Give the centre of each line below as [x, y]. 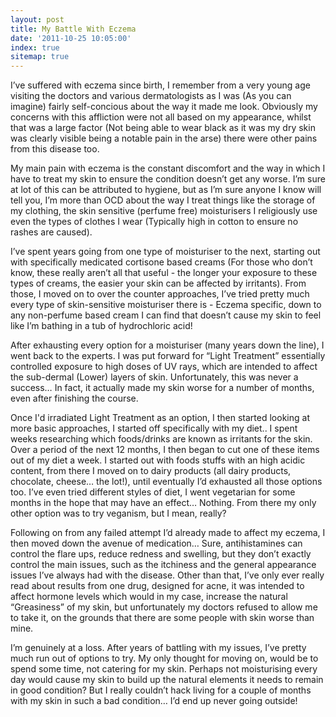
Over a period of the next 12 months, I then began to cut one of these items [165, 450]
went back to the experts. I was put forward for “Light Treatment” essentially [168, 356]
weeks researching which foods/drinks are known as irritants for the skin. [161, 439]
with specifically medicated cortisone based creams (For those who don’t [161, 262]
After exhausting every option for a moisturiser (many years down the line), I [167, 345]
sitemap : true [40, 57]
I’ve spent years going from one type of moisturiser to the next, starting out [165, 252]
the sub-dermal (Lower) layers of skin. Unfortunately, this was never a [154, 377]
